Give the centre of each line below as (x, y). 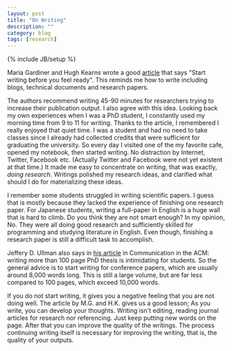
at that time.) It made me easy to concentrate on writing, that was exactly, (112, 167)
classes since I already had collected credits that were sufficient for (104, 138)
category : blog (29, 33)
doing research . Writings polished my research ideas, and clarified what (110, 175)
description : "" (30, 26)
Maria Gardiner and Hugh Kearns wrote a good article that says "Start (106, 73)
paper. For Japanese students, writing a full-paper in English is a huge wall (114, 210)
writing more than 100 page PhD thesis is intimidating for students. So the (112, 260)
